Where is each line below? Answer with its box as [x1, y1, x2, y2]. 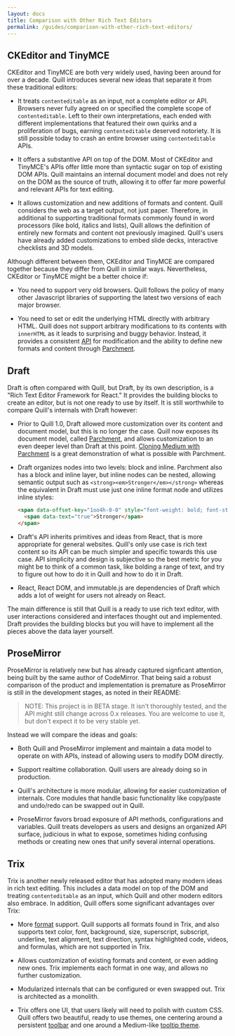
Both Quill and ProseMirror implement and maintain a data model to [17, 744, 212, 753]
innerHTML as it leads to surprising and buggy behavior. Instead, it [17, 329, 207, 338]
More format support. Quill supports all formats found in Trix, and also [17, 920, 220, 929]
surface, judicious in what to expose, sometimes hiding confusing [17, 830, 208, 838]
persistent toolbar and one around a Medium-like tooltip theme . [17, 1021, 201, 1030]
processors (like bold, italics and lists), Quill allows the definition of [17, 221, 210, 229]
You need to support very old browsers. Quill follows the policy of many [17, 286, 224, 294]
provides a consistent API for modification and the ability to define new [17, 337, 223, 346]
